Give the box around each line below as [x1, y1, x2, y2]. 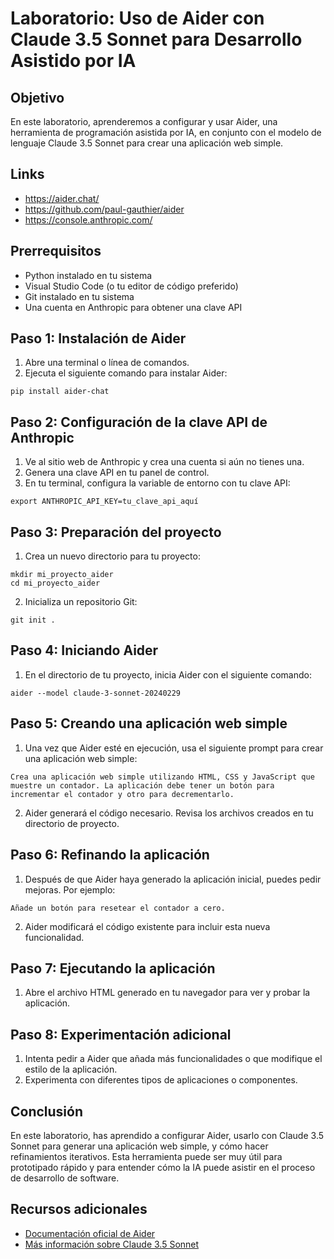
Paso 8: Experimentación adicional [10, 1026, 232, 1043]
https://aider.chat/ [24, 192, 100, 204]
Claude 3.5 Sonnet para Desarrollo [10, 28, 303, 51]
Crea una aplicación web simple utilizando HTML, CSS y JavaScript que [10, 772, 315, 782]
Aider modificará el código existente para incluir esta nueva [24, 920, 271, 932]
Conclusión [10, 1103, 84, 1120]
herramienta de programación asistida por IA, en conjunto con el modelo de [10, 127, 322, 138]
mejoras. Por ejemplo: [24, 883, 116, 896]
